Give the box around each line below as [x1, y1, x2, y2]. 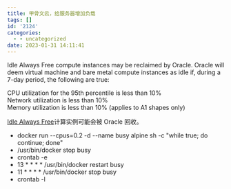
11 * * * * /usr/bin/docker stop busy [17, 168, 117, 176]
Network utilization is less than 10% [7, 96, 108, 104]
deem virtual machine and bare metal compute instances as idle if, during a [7, 68, 221, 76]
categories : [7, 29, 41, 36]
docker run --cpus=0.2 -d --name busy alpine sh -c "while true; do [17, 131, 208, 140]
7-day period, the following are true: [7, 76, 110, 83]
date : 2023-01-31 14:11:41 [7, 42, 85, 49]
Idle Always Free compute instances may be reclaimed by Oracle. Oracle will [7, 61, 225, 69]
